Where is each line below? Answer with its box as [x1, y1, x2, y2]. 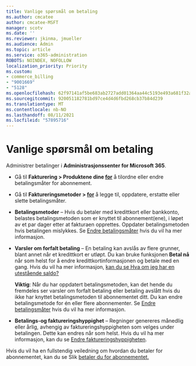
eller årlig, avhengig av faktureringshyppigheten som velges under [14, 323, 174, 331]
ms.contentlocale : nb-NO [6, 107, 66, 112]
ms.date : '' [6, 30, 35, 36]
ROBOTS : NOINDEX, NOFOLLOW [6, 57, 72, 63]
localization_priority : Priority [6, 63, 87, 69]
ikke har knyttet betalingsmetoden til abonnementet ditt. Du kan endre [14, 293, 183, 300]
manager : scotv [6, 25, 43, 31]
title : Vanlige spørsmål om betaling [6, 8, 98, 15]
